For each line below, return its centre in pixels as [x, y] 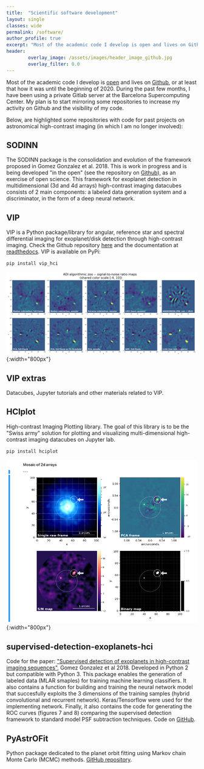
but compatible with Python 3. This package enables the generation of [94, 674]
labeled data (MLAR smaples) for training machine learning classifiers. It [97, 681]
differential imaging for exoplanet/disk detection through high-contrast [94, 239]
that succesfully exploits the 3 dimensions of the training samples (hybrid [98, 694]
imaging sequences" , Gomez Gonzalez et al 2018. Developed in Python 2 [97, 668]
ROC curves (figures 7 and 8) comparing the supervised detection [89, 713]
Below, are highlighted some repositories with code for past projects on [96, 120]
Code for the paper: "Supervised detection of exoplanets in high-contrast [98, 661]
